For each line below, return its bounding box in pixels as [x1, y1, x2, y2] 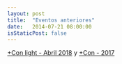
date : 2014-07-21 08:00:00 [7, 23, 92, 30]
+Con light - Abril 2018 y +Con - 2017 [7, 49, 115, 57]
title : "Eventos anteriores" [7, 17, 96, 24]
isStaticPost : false [7, 29, 68, 37]
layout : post [7, 10, 45, 17]
